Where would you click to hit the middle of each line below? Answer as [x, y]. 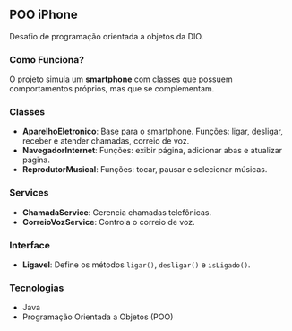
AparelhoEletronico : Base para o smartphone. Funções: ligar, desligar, [153, 131]
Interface [30, 245]
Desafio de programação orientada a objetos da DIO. [107, 36]
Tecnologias [37, 288]
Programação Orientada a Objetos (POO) [98, 317]
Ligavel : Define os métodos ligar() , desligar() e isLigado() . [136, 265]
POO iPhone [43, 15]
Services [29, 193]
